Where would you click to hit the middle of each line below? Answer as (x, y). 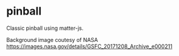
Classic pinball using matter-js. (45, 28)
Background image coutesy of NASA (52, 40)
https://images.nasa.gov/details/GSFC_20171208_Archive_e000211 (89, 46)
